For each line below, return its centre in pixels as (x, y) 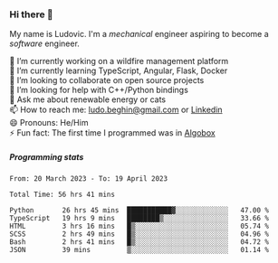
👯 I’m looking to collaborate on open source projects (107, 80)
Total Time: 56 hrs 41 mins (62, 195)
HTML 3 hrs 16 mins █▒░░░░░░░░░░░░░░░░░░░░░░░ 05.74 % (139, 226)
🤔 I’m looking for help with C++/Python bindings (99, 90)
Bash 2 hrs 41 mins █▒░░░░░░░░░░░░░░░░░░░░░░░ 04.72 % (139, 242)
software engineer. (44, 43)
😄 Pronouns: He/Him (49, 123)
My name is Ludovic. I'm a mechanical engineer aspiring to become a (139, 34)
